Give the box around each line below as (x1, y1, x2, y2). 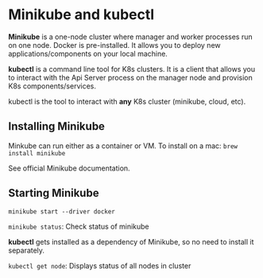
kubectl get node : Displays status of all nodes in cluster (8, 260, 191, 270)
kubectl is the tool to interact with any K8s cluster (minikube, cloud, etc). (8, 96, 246, 106)
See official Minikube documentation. (8, 163, 130, 173)
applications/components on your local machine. (8, 49, 168, 58)
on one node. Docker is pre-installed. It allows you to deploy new (8, 40, 221, 49)
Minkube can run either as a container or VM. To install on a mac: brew (8, 141, 238, 151)
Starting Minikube (8, 186, 99, 200)
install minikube (8, 149, 66, 157)
